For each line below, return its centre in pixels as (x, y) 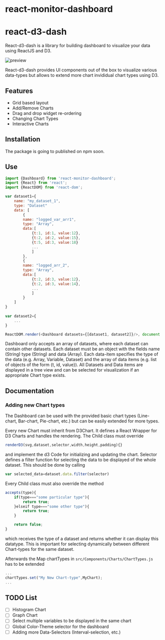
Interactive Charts (30, 124)
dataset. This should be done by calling (45, 465)
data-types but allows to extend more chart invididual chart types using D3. (82, 75)
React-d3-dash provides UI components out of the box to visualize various (81, 70)
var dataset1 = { (21, 197)
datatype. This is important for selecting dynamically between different (77, 544)
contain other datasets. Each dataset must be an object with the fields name (82, 349)
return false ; (28, 525)
